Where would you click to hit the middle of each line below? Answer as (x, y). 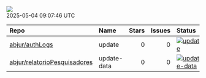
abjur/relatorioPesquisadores (51, 62)
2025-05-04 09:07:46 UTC (41, 16)
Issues (161, 30)
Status (186, 30)
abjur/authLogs (31, 44)
